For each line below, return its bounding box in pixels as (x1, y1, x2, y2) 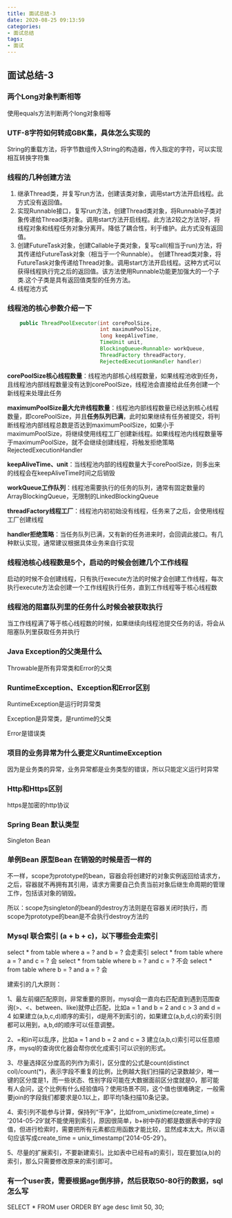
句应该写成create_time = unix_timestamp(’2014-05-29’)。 (7, 1134, 171, 1142)
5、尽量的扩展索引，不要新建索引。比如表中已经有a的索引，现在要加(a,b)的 (7, 1148, 221, 1157)
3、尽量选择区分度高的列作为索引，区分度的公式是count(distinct (7, 1058, 190, 1067)
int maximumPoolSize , (99, 326, 162, 333)
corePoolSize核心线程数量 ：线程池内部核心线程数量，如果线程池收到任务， (7, 371, 222, 380)
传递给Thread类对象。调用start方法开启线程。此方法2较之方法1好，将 (23, 216, 221, 224)
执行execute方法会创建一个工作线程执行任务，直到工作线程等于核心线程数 (7, 583, 217, 591)
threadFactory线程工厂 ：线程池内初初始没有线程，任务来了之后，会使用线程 (7, 506, 224, 515)
